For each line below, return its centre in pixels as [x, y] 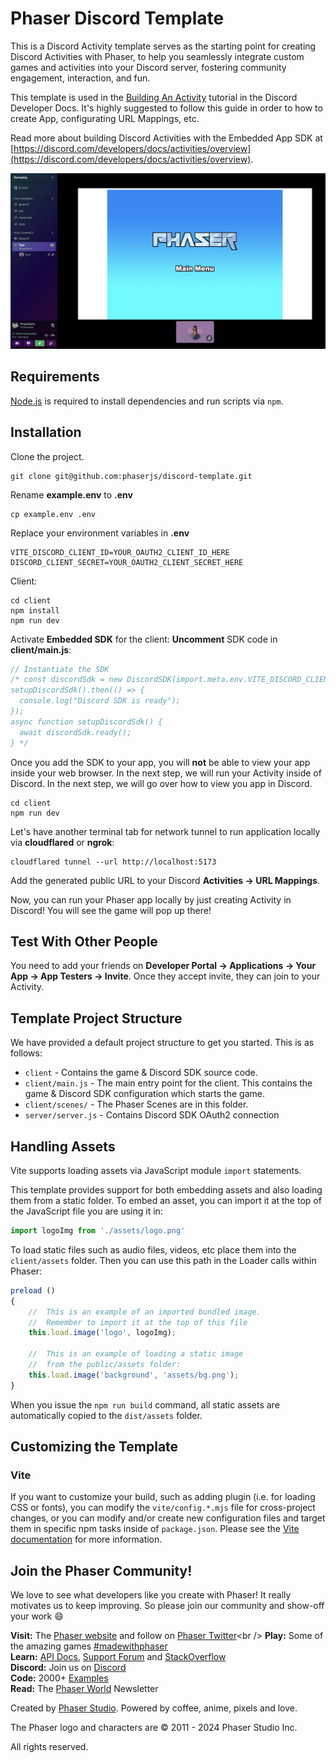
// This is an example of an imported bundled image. [145, 1312]
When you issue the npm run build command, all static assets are [145, 1404]
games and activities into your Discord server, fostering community [148, 67]
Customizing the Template [94, 1447]
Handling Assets [63, 1146]
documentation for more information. [86, 1539]
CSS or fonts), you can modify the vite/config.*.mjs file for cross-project [163, 1508]
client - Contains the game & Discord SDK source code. [141, 1073]
